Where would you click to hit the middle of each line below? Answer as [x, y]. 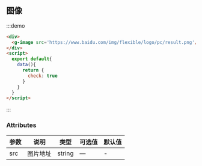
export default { [32, 59]
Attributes [21, 125]
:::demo [16, 25]
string [66, 153]
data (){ [26, 65]
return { [33, 70]
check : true [43, 76]
